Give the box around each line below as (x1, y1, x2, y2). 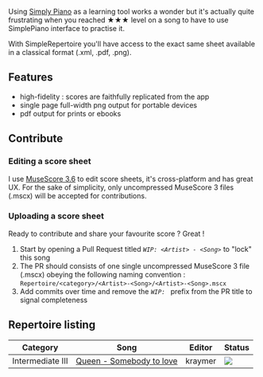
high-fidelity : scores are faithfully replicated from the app (19, 92, 210, 101)
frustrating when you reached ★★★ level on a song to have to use (8, 15, 229, 25)
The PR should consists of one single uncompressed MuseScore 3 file (19, 261, 250, 270)
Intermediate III (12, 355, 69, 366)
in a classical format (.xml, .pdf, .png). (8, 48, 132, 57)
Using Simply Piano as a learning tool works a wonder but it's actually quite (8, 7, 254, 16)
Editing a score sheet (8, 155, 91, 167)
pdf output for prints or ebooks (19, 108, 122, 118)
